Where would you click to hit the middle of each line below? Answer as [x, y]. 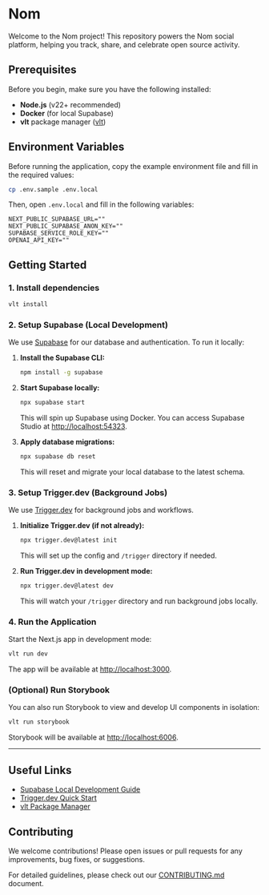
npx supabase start [52, 403]
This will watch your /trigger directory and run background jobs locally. [139, 601]
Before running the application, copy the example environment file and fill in [133, 166]
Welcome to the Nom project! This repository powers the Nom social [121, 36]
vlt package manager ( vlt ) [63, 122]
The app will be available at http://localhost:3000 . [90, 669]
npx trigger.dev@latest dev [66, 586]
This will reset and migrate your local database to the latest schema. [132, 472]
